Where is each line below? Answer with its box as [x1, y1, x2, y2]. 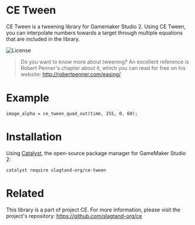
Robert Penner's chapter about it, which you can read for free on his [20, 64, 186, 71]
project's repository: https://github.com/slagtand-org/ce [6, 212, 142, 219]
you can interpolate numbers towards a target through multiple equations [6, 29, 183, 36]
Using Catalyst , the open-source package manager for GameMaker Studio [6, 149, 186, 156]
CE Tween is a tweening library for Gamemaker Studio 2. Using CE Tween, [6, 23, 186, 30]
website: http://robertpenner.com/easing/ [20, 70, 121, 78]
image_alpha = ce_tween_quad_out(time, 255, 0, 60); [6, 110, 138, 116]
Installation [6, 130, 62, 144]
